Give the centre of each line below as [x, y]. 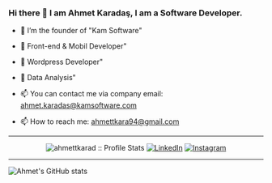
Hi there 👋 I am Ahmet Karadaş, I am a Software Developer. [125, 13]
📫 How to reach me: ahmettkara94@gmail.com [100, 121]
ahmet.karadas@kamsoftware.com [79, 105]
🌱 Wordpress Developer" [62, 62]
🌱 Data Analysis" [48, 78]
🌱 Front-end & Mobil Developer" [73, 46]
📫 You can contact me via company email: [91, 94]
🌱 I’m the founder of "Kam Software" [81, 31]
